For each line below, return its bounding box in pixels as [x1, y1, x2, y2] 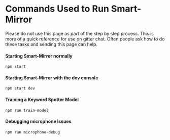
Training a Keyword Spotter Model [5, 97, 79, 103]
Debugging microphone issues [5, 118, 72, 124]
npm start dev [5, 86, 36, 91]
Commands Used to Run [5, 3, 109, 15]
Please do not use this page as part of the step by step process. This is [5, 30, 154, 36]
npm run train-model [5, 108, 49, 113]
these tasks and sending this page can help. [5, 41, 98, 47]
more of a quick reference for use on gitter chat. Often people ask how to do [5, 36, 165, 42]
